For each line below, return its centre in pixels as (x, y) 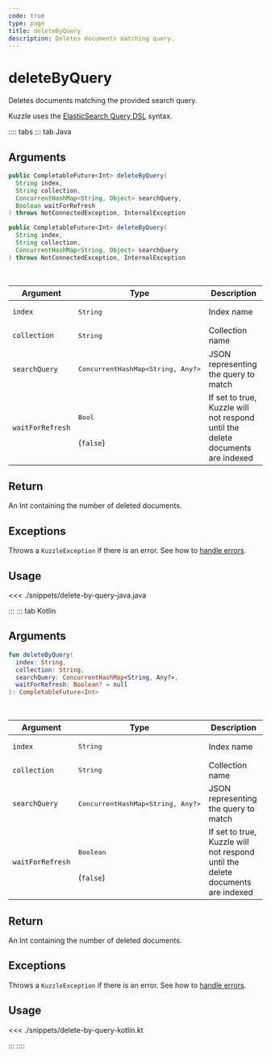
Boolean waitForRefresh (55, 206)
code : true (27, 16)
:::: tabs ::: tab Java (40, 132)
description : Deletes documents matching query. (92, 38)
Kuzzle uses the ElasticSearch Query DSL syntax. (90, 116)
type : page (27, 23)
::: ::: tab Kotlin (32, 611)
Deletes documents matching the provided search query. (103, 101)
